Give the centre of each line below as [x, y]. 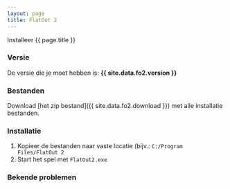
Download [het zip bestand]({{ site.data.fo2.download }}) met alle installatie [115, 106]
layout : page [26, 13]
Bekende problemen [42, 177]
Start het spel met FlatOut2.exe [62, 159]
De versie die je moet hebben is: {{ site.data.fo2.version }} [92, 73]
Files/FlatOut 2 [41, 153]
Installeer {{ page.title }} [42, 39]
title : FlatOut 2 [32, 20]
